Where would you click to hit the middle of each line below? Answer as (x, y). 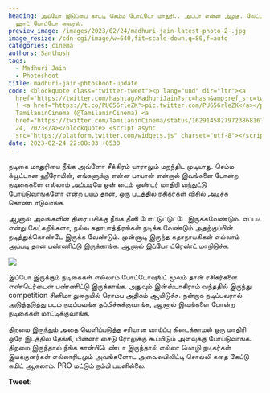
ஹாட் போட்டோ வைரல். (50, 23)
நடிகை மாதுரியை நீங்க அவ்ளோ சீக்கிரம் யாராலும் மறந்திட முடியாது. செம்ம (121, 166)
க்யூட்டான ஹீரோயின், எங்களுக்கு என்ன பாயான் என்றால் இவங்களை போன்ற (123, 175)
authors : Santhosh (39, 53)
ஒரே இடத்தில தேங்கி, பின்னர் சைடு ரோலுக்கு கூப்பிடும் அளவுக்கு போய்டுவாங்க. (130, 338)
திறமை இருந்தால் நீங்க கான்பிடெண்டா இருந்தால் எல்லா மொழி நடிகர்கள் (120, 347)
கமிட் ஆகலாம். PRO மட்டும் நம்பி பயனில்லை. (77, 365)
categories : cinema (41, 46)
